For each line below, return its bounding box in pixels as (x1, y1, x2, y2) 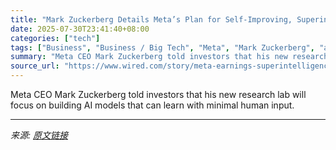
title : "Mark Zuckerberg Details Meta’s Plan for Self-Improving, (10, 14, 293, 25)
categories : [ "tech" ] (10, 33, 101, 43)
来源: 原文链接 (10, 129, 68, 141)
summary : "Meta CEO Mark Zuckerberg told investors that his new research (10, 52, 329, 62)
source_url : (10, 61, 60, 71)
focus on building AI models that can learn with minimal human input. (10, 99, 295, 111)
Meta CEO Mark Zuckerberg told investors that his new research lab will (10, 89, 307, 100)
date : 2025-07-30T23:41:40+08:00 (10, 24, 150, 34)
